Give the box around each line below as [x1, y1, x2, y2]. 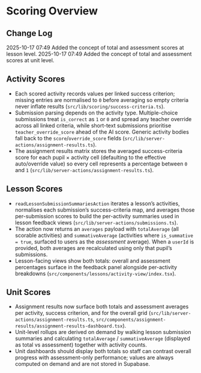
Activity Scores [6, 74, 65, 85]
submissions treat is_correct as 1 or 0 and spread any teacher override [14, 115, 192, 122]
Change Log [6, 28, 53, 38]
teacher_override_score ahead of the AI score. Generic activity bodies [14, 128, 189, 136]
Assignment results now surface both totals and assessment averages [14, 303, 189, 310]
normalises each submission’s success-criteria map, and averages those [14, 206, 195, 213]
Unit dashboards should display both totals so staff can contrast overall [14, 348, 191, 355]
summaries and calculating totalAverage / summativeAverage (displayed [14, 335, 191, 342]
